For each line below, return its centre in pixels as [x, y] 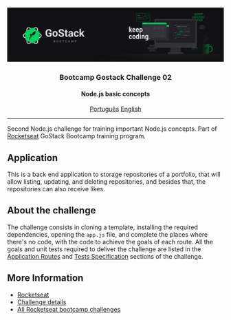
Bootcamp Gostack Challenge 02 [115, 77]
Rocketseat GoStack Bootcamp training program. [76, 136]
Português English [115, 109]
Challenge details [42, 302]
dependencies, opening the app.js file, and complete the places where [108, 234]
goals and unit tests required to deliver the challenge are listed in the [104, 249]
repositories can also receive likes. [56, 189]
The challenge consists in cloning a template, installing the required [102, 227]
